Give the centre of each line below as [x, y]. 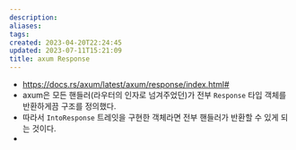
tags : [19, 34]
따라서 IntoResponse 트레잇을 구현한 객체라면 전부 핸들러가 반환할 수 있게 [151, 117]
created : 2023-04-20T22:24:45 [66, 42]
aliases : [26, 26]
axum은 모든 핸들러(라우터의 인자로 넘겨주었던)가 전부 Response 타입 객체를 [154, 95]
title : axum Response [50, 59]
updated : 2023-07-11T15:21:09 [66, 51]
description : [34, 17]
